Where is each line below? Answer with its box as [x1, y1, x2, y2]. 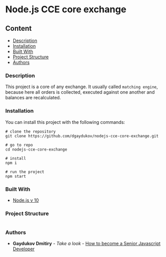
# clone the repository [5, 129, 56, 134]
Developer [12, 246, 35, 252]
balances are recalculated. [5, 95, 61, 101]
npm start [5, 174, 27, 179]
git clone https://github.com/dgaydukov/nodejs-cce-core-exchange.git [5, 133, 159, 139]
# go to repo [5, 142, 33, 147]
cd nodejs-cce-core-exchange [5, 147, 67, 152]
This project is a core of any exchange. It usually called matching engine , [5, 83, 158, 90]
